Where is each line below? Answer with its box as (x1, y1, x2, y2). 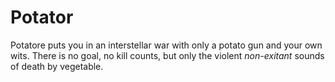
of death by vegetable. (10, 60, 104, 72)
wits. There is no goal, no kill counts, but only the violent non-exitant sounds (10, 49, 325, 61)
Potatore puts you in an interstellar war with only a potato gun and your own (10, 39, 323, 51)
